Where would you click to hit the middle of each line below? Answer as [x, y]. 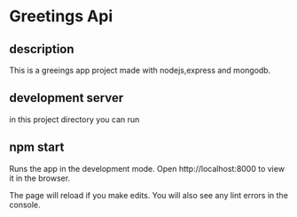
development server [66, 98]
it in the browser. [40, 178]
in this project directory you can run [74, 119]
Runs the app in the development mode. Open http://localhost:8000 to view [147, 168]
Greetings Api [61, 16]
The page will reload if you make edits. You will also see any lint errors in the [148, 195]
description [42, 49]
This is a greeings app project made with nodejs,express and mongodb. [140, 70]
